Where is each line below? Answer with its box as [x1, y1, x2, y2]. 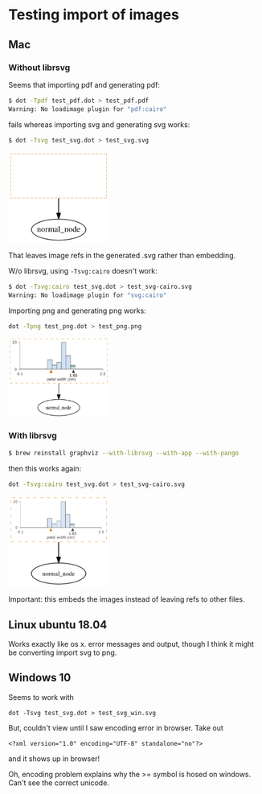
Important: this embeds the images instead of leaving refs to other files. [8, 594, 245, 604]
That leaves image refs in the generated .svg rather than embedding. [8, 250, 236, 260]
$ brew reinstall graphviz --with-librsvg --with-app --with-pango [8, 449, 239, 458]
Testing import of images [8, 6, 179, 24]
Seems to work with [8, 692, 75, 701]
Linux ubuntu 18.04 [8, 618, 108, 631]
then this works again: [8, 464, 82, 474]
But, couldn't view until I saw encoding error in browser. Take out [8, 722, 223, 733]
